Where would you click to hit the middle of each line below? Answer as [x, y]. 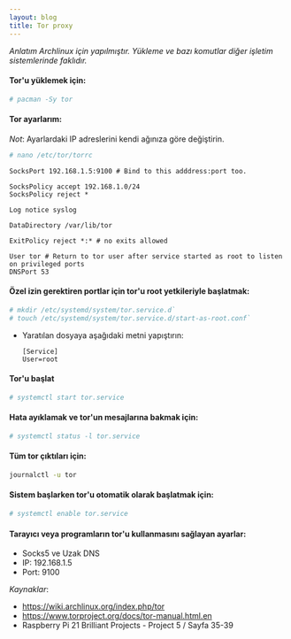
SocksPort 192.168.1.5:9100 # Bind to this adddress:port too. [128, 171]
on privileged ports [47, 264]
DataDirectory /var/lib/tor [61, 225]
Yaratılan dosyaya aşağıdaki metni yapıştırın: [103, 335]
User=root [40, 359]
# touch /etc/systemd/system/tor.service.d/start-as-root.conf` [130, 318]
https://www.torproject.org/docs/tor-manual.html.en [117, 616]
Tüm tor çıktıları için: [48, 456]
